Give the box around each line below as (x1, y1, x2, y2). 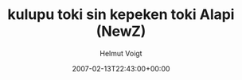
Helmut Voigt (100, 48, 142, 58)
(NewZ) (96, 22, 146, 40)
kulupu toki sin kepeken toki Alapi (7, 6, 235, 24)
